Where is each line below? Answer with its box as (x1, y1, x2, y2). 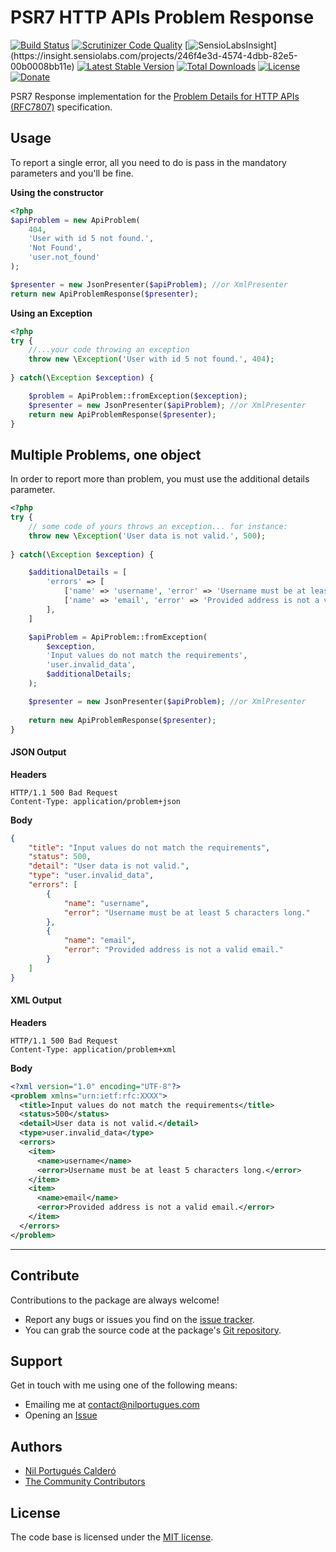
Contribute (10, 1267, 80, 1285)
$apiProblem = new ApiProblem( (10, 215, 141, 225)
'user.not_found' (28, 252, 101, 263)
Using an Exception (10, 307, 93, 319)
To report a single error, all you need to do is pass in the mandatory (10, 156, 287, 168)
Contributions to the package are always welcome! (10, 1294, 220, 1306)
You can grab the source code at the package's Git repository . (24, 1324, 282, 1336)
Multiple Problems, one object (10, 446, 202, 463)
